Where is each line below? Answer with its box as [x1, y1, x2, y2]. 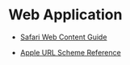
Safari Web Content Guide [19, 32, 107, 42]
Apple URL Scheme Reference [19, 47, 121, 57]
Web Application [8, 6, 123, 24]
